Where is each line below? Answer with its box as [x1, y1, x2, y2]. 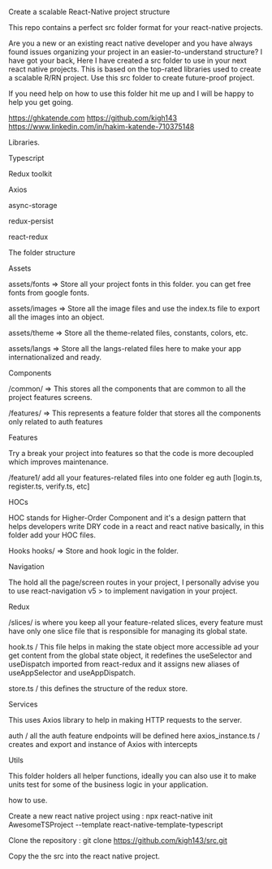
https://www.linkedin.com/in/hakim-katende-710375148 [8, 122, 195, 131]
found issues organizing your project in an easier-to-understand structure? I [8, 47, 263, 56]
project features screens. [8, 393, 93, 402]
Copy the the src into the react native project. [8, 851, 161, 861]
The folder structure [8, 248, 76, 257]
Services [8, 699, 38, 709]
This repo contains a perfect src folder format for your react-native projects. [8, 23, 263, 32]
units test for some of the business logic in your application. [8, 780, 209, 789]
